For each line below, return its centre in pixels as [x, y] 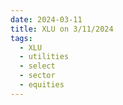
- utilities [44, 57]
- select [37, 66]
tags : [21, 38]
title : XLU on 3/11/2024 [62, 29]
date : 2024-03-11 [46, 19]
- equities [42, 85]
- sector [37, 76]
